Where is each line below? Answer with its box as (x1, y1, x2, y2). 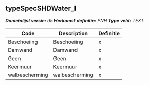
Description (59, 30, 88, 37)
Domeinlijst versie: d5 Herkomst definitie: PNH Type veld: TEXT (5, 17, 144, 23)
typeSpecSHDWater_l (5, 4, 77, 13)
